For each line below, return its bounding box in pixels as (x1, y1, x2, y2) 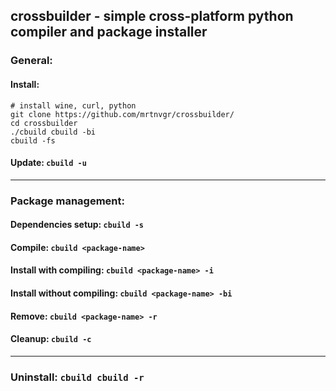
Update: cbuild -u (10, 157, 87, 169)
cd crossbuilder (10, 118, 78, 128)
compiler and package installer (10, 24, 208, 41)
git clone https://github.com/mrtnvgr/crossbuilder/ (10, 109, 235, 119)
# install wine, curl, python (10, 100, 137, 111)
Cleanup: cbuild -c (10, 333, 92, 345)
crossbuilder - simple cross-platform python (10, 8, 294, 25)
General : (10, 54, 53, 68)
